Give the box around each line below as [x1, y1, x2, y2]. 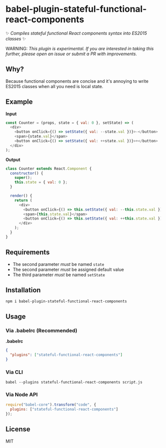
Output [5, 157, 21, 162]
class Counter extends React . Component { [5, 166, 92, 171]
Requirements [5, 248, 50, 256]
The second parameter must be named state [12, 261, 104, 267]
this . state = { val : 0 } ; [14, 180, 68, 185]
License [5, 425, 31, 434]
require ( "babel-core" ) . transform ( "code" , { [5, 402, 97, 407]
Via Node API [5, 391, 38, 398]
